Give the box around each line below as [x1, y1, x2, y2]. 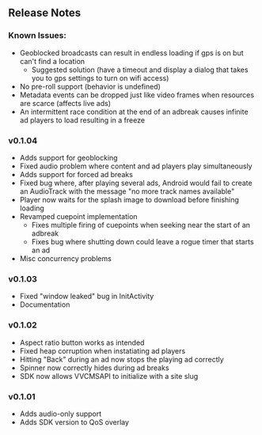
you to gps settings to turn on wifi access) [31, 73, 169, 82]
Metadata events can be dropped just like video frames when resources [19, 90, 255, 100]
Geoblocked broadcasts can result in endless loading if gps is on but [19, 47, 244, 58]
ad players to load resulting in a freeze [19, 115, 145, 125]
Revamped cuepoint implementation [19, 211, 138, 221]
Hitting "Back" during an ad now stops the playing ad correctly [19, 354, 224, 364]
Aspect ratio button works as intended [19, 338, 145, 347]
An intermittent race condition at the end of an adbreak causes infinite [19, 107, 249, 116]
